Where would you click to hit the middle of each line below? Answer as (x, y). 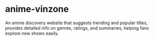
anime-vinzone (37, 9)
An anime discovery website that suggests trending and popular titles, (77, 23)
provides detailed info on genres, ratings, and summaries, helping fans (77, 28)
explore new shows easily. (32, 33)
